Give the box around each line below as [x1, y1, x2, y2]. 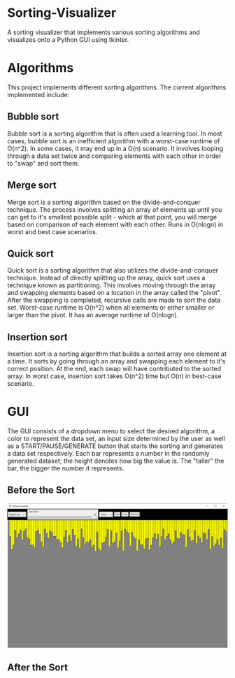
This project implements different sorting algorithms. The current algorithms [7, 82, 227, 92]
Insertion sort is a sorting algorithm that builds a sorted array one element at [7, 349, 227, 358]
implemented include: [7, 90, 70, 99]
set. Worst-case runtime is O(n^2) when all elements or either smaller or [7, 303, 215, 312]
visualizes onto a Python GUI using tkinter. [7, 35, 129, 43]
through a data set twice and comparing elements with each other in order [7, 152, 222, 160]
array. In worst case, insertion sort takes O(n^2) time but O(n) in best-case [7, 372, 222, 380]
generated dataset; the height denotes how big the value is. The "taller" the [7, 456, 225, 466]
